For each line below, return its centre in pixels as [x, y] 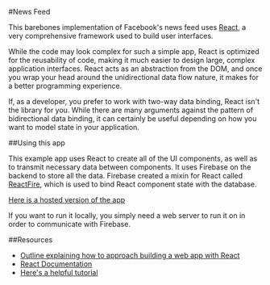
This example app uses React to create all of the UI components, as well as [133, 158]
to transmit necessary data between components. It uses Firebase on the [130, 167]
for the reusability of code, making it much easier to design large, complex [132, 60]
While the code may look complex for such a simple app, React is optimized [134, 51]
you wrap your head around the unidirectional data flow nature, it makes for [134, 77]
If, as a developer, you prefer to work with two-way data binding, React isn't [134, 101]
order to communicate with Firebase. [70, 224]
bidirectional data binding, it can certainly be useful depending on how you [133, 119]
